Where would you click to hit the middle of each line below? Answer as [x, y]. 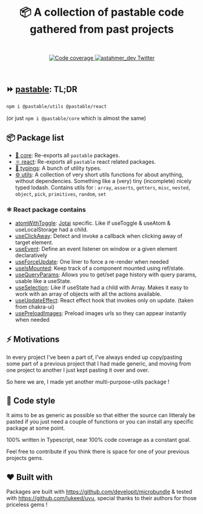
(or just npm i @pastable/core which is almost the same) [76, 118]
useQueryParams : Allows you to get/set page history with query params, [106, 275]
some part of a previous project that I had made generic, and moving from [99, 363]
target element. [34, 242]
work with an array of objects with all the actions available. [88, 294]
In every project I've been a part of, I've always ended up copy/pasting [95, 357]
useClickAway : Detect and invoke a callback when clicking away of [99, 236]
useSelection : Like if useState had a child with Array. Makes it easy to [102, 287]
